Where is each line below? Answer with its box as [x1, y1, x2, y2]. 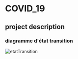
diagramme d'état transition [5, 37, 74, 44]
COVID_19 [5, 3, 45, 14]
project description [5, 23, 65, 31]
